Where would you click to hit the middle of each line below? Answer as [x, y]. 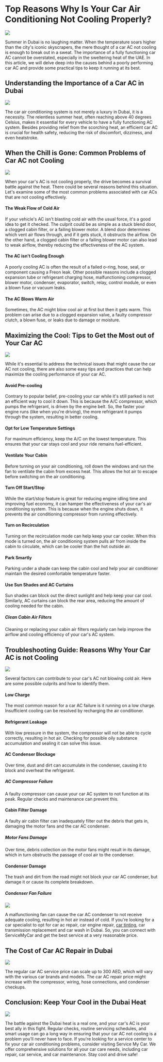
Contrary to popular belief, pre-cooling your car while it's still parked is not [80, 396]
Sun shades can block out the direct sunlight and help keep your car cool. [79, 595]
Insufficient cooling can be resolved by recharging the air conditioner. [74, 711]
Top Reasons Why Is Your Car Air [73, 9]
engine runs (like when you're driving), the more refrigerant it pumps [73, 412]
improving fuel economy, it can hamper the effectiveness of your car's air [78, 504]
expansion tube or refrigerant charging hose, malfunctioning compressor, [78, 277]
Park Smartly [18, 557]
